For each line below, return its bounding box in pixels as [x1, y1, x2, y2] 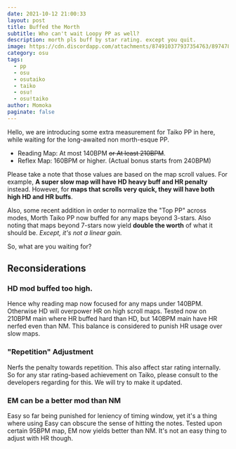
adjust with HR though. [7, 434, 74, 443]
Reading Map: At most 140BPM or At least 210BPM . [17, 148, 166, 157]
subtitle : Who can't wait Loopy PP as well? [7, 30, 140, 37]
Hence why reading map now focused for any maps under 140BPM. [7, 300, 204, 308]
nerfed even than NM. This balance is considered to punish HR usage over [7, 322, 223, 331]
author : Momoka [7, 102, 52, 109]
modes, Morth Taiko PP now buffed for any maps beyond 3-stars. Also [7, 213, 211, 222]
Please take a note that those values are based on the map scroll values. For [7, 170, 228, 178]
